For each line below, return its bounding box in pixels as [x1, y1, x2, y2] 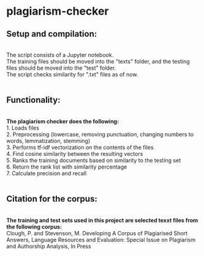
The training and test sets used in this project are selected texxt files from [6, 216, 198, 224]
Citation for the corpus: [6, 194, 98, 204]
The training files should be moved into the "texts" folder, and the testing [6, 58, 190, 65]
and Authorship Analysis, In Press [6, 243, 91, 250]
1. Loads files [6, 124, 40, 131]
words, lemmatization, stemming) [6, 137, 91, 144]
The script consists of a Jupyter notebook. [6, 51, 114, 59]
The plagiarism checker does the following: [6, 117, 119, 125]
